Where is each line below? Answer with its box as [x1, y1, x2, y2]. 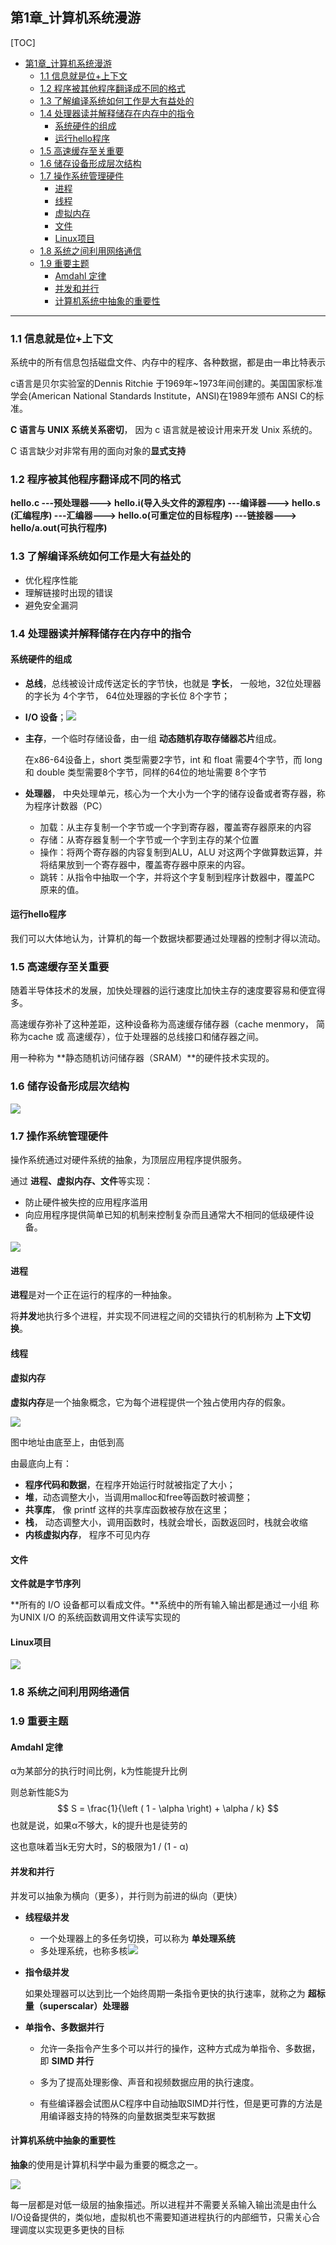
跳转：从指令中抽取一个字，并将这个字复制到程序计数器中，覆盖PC [39, 871, 315, 883]
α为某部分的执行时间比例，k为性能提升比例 [10, 1765, 188, 1777]
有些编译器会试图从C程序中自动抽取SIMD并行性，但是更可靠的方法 [39, 2097, 315, 2109]
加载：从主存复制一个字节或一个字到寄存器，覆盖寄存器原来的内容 [39, 821, 312, 833]
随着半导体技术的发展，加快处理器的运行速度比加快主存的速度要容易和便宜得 [10, 984, 326, 997]
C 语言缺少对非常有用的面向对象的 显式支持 [10, 445, 187, 457]
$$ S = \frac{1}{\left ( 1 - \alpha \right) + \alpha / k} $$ [57, 1803, 279, 1815]
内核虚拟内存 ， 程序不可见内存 [24, 1528, 151, 1540]
